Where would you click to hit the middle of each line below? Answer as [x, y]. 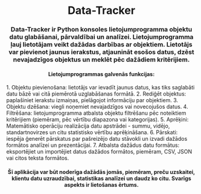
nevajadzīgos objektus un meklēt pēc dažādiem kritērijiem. [101, 60]
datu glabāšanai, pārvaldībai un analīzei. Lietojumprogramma [101, 37]
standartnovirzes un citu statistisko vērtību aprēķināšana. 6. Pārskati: [92, 132]
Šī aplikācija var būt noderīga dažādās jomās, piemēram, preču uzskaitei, [101, 172]
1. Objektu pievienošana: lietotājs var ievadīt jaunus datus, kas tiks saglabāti [101, 88]
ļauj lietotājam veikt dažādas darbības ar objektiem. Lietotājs [101, 45]
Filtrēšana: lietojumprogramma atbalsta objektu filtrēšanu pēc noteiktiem [96, 113]
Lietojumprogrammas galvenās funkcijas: [101, 74]
